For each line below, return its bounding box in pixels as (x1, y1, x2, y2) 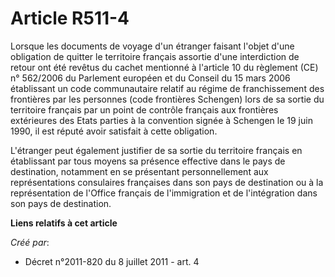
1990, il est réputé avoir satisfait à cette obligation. (10, 125, 218, 137)
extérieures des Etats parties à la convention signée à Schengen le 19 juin (10, 114, 313, 126)
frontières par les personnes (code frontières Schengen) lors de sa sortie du (10, 93, 325, 105)
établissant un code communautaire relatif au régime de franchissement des (10, 82, 325, 94)
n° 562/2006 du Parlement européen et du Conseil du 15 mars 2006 (10, 72, 291, 84)
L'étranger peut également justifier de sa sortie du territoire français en (10, 144, 303, 156)
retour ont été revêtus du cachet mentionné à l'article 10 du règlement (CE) (10, 61, 319, 73)
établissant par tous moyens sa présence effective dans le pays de (10, 155, 286, 167)
